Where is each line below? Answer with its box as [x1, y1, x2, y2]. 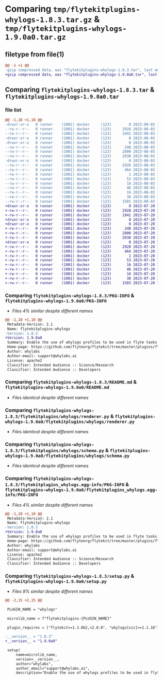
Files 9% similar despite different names [12, 588, 93, 594]
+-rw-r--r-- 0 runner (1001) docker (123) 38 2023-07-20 [5, 276, 155, 281]
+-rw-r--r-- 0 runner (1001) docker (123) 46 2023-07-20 [5, 267, 155, 272]
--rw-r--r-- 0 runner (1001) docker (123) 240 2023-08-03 [5, 145, 155, 149]
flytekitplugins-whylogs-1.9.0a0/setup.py [5, 579, 107, 585]
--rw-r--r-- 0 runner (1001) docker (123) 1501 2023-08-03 [5, 199, 155, 204]
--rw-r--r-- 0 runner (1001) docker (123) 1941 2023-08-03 [5, 131, 155, 136]
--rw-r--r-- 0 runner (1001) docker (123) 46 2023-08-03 [5, 185, 155, 190]
